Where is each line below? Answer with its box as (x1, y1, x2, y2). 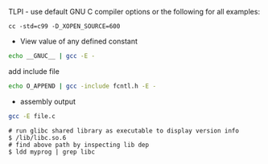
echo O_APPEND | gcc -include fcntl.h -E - (8, 82, 157, 90)
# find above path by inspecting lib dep (8, 141, 150, 149)
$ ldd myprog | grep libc (8, 148, 95, 156)
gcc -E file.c (8, 112, 56, 120)
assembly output (19, 96, 76, 106)
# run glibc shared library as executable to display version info (8, 126, 240, 135)
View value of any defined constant (19, 36, 138, 46)
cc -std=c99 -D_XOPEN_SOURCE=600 (8, 23, 121, 31)
